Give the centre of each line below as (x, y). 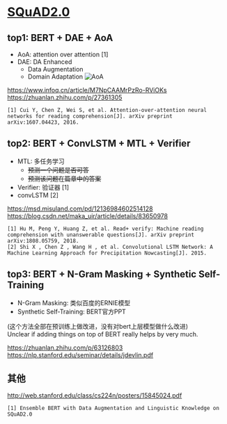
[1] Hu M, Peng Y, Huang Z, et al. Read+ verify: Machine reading (105, 229)
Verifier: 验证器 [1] (43, 187)
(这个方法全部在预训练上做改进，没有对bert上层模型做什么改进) (98, 326)
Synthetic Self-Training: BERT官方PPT (72, 311)
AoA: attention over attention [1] (63, 54)
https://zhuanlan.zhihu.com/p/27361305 (65, 97)
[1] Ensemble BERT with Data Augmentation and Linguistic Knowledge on (113, 408)
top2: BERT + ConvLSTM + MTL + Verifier (99, 144)
